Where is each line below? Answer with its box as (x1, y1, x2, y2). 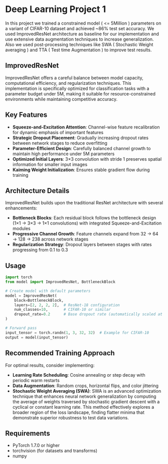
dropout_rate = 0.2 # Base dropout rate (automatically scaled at (14, 312, 163, 317)
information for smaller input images (12, 161, 88, 167)
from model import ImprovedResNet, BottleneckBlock (5, 280, 115, 285)
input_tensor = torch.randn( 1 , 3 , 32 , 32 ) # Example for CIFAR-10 (5, 330, 149, 335)
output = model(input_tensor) (5, 335, 69, 340)
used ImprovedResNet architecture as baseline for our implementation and (5, 31, 159, 37)
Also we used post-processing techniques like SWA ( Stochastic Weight (5, 41, 153, 47)
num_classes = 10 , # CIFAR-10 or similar (14, 307, 111, 312)
